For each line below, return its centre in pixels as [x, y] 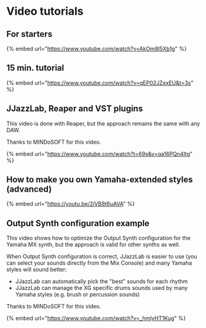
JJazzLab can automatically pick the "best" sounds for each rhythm [101, 281]
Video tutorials [45, 11]
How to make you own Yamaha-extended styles [100, 180]
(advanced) [29, 189]
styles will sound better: [37, 270]
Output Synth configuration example [78, 223]
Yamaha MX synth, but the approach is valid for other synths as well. [93, 244]
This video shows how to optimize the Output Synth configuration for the [98, 238]
